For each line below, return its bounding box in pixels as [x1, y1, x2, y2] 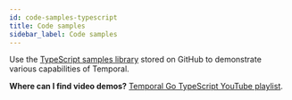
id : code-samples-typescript [9, 12, 118, 22]
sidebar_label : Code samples [9, 29, 118, 38]
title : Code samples [9, 21, 87, 30]
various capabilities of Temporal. [9, 63, 129, 74]
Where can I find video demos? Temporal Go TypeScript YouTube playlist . [9, 81, 284, 92]
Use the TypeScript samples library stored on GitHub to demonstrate [9, 54, 262, 65]
